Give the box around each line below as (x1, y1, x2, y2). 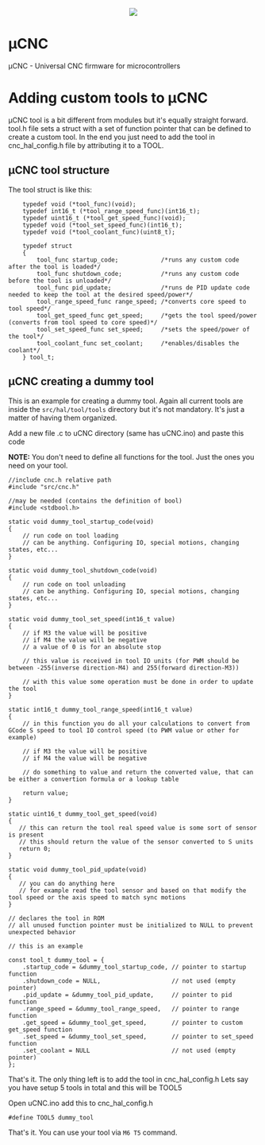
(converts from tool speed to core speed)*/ (8, 318, 158, 326)
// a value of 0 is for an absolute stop (22, 642, 161, 651)
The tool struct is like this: (8, 184, 93, 194)
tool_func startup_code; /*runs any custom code (36, 255, 240, 264)
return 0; (18, 844, 52, 852)
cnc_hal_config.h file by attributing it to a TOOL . (8, 140, 164, 150)
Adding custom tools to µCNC (8, 89, 209, 107)
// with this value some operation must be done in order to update (22, 677, 254, 685)
